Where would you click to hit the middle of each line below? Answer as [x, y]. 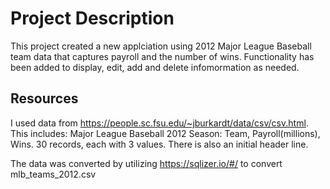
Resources [44, 98]
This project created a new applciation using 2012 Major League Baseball [161, 46]
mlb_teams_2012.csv [53, 174]
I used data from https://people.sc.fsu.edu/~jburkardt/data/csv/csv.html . [159, 123]
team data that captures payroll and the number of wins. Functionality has [162, 56]
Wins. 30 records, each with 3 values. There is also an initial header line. [159, 144]
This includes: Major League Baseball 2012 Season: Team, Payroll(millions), [165, 133]
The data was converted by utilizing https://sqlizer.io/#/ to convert [146, 163]
